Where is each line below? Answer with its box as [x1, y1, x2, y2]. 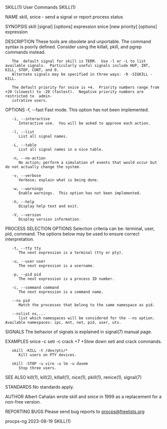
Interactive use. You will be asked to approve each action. [18, 121, 151, 126]
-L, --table [11, 143, 37, 148]
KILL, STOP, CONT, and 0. [5, 67, 59, 72]
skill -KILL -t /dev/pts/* [11, 348, 68, 353]
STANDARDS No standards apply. [5, 384, 74, 390]
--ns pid [11, 298, 30, 303]
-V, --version [11, 213, 41, 217]
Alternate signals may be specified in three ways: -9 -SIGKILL [11, 72, 149, 77]
